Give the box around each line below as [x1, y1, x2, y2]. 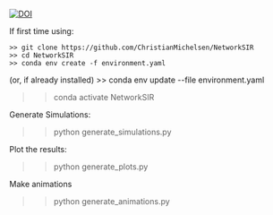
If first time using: [9, 26, 74, 36]
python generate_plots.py [53, 161, 149, 172]
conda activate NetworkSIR [53, 92, 155, 102]
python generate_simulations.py [53, 126, 172, 137]
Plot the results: [9, 144, 67, 154]
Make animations [9, 179, 73, 189]
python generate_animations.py [53, 196, 170, 206]
